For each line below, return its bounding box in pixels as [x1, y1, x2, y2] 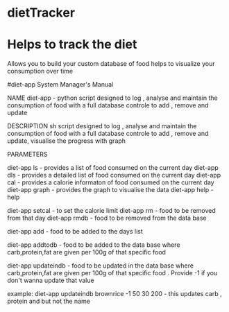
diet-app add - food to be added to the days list [7, 227, 144, 236]
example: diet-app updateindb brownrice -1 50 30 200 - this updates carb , [7, 290, 222, 298]
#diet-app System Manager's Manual [7, 80, 114, 89]
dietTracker [7, 5, 75, 21]
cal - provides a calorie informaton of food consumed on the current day [7, 178, 214, 187]
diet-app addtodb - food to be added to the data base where [7, 241, 180, 249]
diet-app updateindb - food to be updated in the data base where [7, 261, 194, 270]
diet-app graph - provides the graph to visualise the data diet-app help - [7, 186, 214, 194]
